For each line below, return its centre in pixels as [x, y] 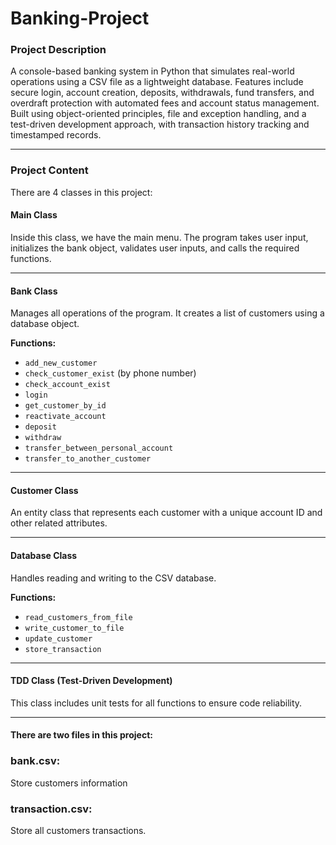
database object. [45, 324]
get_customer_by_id [65, 406]
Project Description [58, 50]
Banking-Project [80, 18]
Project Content [49, 170]
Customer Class [44, 490]
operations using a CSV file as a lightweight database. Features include [157, 82]
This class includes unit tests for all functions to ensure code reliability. [156, 703]
